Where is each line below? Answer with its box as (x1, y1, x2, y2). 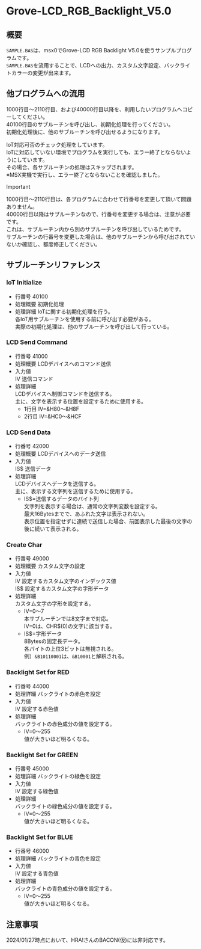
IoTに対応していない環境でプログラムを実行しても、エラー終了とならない (6, 149, 187, 156)
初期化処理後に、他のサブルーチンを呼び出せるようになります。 (6, 128, 164, 135)
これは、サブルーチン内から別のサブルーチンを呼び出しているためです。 (6, 226, 185, 233)
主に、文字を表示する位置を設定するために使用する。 (14, 398, 147, 405)
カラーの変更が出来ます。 (11, 69, 74, 76)
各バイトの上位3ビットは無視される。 (23, 645, 117, 653)
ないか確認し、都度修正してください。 (6, 241, 101, 248)
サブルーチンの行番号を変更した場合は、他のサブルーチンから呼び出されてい (6, 233, 196, 240)
